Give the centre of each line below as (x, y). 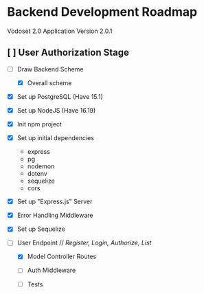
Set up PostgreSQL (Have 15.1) (60, 96)
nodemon (41, 166)
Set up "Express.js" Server (55, 202)
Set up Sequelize (41, 229)
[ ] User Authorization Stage (68, 53)
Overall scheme (49, 82)
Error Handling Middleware (55, 215)
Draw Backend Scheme (50, 69)
